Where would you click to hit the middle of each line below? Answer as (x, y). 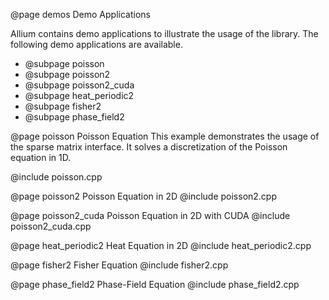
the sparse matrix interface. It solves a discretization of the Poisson (149, 147)
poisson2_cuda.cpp (51, 226)
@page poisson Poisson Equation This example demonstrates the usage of (165, 136)
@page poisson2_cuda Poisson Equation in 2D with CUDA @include (150, 215)
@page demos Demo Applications (80, 14)
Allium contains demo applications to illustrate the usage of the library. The (164, 33)
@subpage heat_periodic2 (79, 95)
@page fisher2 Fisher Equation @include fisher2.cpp (119, 265)
